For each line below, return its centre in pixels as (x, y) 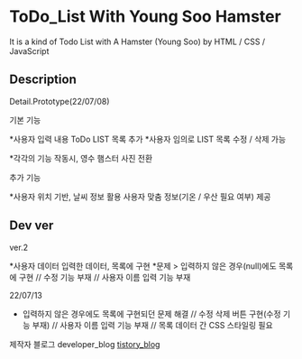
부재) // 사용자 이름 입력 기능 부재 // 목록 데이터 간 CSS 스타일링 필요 (152, 325)
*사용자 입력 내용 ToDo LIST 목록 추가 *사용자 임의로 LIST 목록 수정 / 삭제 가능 (148, 139)
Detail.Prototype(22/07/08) (59, 101)
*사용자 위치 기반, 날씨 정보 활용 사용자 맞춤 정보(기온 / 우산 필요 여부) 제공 (140, 197)
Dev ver (32, 226)
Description (43, 80)
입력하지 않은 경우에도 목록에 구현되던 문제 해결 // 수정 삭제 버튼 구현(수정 (151, 314)
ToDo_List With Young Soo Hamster (145, 17)
